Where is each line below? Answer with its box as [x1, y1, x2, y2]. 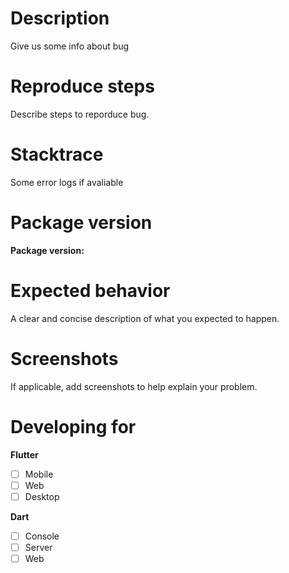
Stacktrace [10, 143, 104, 166]
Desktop [24, 490, 60, 502]
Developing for [10, 415, 137, 438]
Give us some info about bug [10, 40, 130, 52]
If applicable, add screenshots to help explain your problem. [10, 380, 258, 392]
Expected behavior [10, 279, 171, 302]
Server [24, 541, 53, 553]
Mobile [24, 468, 54, 480]
